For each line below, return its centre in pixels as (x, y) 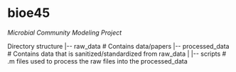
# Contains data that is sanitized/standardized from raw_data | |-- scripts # (117, 54)
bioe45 (29, 13)
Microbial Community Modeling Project (65, 32)
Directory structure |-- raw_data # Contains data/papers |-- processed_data (118, 46)
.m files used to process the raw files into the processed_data (98, 61)
